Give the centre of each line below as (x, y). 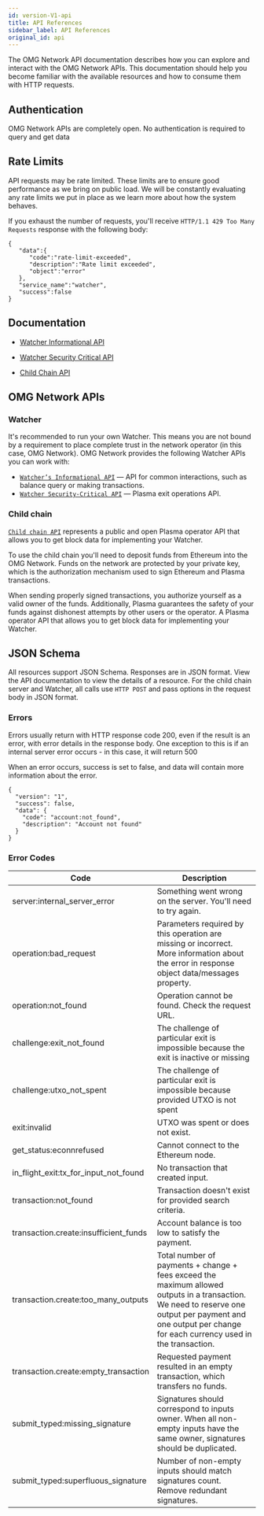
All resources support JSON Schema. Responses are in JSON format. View (129, 672)
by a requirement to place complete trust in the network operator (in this (125, 445)
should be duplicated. (197, 1448)
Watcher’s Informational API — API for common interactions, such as (133, 477)
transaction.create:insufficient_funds (80, 1233)
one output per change (199, 1325)
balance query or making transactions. (82, 486)
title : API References (45, 23)
